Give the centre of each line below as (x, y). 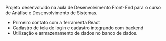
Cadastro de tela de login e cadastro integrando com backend (78, 28)
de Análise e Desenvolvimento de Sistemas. (51, 13)
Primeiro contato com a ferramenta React (56, 23)
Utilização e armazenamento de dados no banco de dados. (75, 33)
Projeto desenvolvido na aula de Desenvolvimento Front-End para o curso (83, 7)
